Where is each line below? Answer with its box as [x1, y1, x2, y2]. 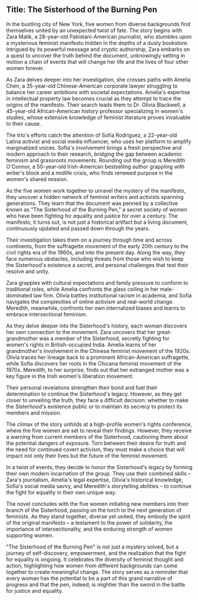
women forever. [6, 65, 44, 72]
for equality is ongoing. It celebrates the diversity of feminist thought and [6, 556, 184, 563]
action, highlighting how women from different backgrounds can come [6, 562, 178, 569]
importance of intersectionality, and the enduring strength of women [6, 525, 173, 532]
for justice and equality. [6, 587, 63, 594]
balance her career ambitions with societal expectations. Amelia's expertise [6, 88, 190, 95]
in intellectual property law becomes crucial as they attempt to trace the [6, 95, 181, 102]
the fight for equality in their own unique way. [6, 489, 116, 496]
